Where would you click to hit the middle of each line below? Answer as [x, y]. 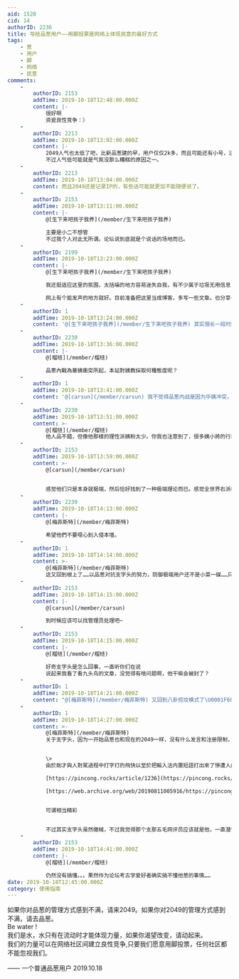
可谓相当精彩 [62, 810]
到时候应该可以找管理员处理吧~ [84, 621]
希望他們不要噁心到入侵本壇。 [83, 535]
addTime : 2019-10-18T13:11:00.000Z [86, 206]
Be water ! [22, 927]
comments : [22, 80]
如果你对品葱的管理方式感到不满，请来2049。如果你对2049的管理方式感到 [117, 910]
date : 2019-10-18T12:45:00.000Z [55, 882]
